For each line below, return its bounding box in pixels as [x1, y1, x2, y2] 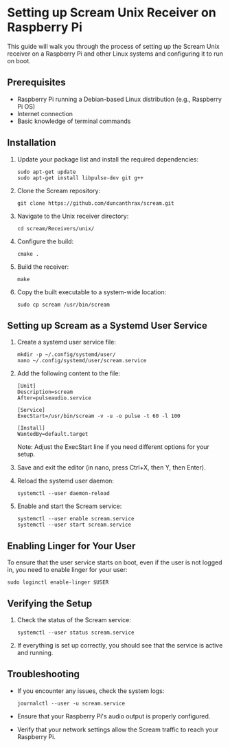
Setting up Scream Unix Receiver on [7, 5, 216, 21]
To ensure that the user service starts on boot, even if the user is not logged [7, 558, 222, 566]
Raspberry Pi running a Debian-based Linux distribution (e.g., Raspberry [16, 95, 222, 103]
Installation [7, 137, 56, 148]
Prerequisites [7, 77, 66, 89]
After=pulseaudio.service [16, 395, 91, 401]
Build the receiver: [16, 263, 69, 271]
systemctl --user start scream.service [16, 521, 132, 529]
